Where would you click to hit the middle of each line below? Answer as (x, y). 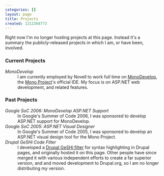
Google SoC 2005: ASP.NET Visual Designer (50, 126)
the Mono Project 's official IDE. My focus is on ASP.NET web (79, 82)
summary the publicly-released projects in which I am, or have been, (74, 43)
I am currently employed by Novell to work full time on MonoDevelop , (87, 76)
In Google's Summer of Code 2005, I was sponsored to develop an (85, 132)
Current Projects (25, 61)
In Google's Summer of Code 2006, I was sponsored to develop (82, 116)
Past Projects (21, 100)
